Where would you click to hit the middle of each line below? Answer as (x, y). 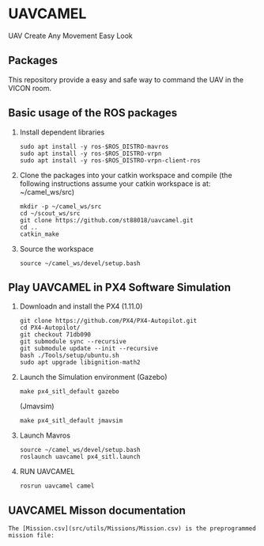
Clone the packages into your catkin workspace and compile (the (126, 175)
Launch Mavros (45, 435)
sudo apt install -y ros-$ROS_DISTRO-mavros (94, 146)
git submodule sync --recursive (73, 342)
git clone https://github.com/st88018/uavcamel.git (106, 220)
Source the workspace (57, 248)
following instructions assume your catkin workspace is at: (115, 184)
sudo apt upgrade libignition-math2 (80, 362)
